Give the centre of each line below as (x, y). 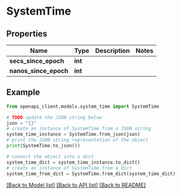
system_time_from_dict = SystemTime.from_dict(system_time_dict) (91, 174)
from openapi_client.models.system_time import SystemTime (83, 106)
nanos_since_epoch (39, 71)
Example (23, 92)
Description (112, 51)
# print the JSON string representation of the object (77, 140)
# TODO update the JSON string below (54, 117)
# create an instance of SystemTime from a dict (69, 168)
